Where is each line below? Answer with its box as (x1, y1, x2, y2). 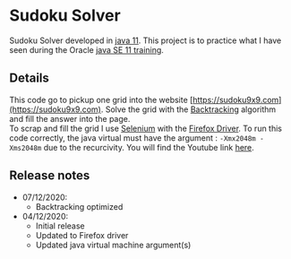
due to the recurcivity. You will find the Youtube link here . (43, 142, 255, 152)
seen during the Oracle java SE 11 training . (9, 44, 164, 55)
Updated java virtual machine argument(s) (35, 239, 192, 250)
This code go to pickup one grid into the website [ (9, 94, 193, 105)
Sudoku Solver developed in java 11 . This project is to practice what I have (9, 35, 282, 46)
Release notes (9, 168, 90, 184)
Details (9, 71, 49, 86)
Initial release (35, 220, 85, 231)
